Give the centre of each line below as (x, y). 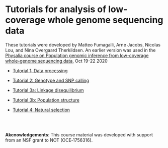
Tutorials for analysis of (56, 9)
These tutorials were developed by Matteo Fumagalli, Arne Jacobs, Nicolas (83, 44)
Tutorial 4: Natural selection (41, 110)
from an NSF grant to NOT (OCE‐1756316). (49, 140)
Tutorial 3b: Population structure (46, 100)
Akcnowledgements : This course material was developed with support (79, 134)
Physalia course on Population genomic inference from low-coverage (77, 55)
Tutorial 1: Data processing (40, 70)
